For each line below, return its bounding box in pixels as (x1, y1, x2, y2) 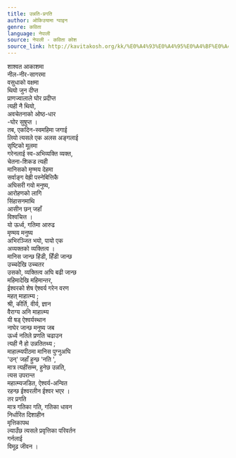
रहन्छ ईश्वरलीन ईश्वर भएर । (7, 387, 70, 395)
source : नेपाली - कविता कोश (7, 37, 77, 44)
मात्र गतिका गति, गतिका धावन (7, 402, 72, 411)
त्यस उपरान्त (7, 371, 35, 379)
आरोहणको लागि (7, 189, 42, 197)
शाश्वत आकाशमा (7, 63, 44, 70)
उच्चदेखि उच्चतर (7, 260, 44, 268)
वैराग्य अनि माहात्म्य (7, 307, 49, 316)
